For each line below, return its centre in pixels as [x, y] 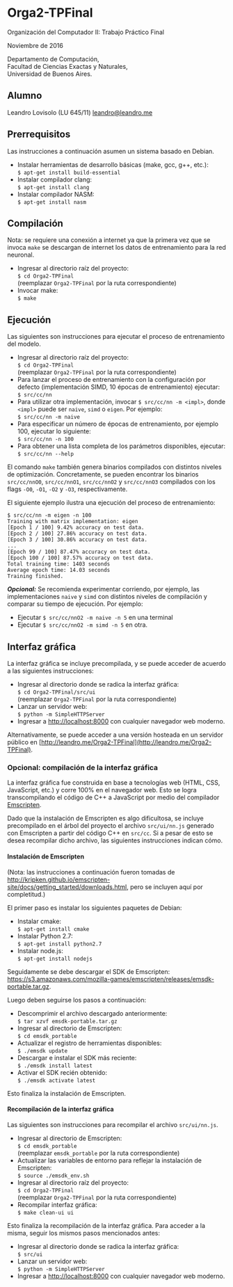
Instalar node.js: [40, 950]
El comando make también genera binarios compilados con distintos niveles [114, 467]
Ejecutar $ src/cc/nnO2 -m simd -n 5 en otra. [82, 625]
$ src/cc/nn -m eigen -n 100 [49, 515]
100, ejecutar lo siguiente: [54, 431]
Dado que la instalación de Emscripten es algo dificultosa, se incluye [105, 818]
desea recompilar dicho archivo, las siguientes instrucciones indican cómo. [115, 840]
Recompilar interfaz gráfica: [57, 1204]
